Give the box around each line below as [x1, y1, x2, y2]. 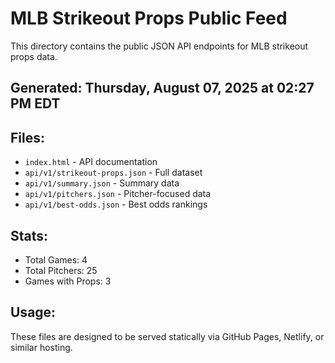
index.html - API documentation [24, 156, 158, 168]
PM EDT [10, 95, 61, 112]
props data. [10, 50, 58, 62]
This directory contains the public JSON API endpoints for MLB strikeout [10, 40, 309, 52]
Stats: [10, 227, 49, 244]
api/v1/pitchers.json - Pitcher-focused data [24, 188, 212, 200]
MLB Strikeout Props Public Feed [10, 7, 288, 30]
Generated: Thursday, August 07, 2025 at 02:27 [10, 80, 315, 97]
